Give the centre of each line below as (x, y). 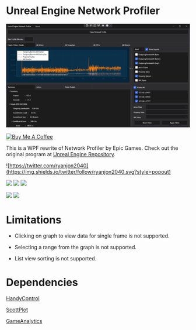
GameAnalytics (24, 321)
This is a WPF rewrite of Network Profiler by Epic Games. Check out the (92, 148)
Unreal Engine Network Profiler (83, 11)
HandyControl (23, 298)
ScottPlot (17, 310)
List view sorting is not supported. (55, 259)
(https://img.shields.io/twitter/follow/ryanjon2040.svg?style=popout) (88, 172)
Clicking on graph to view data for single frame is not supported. (92, 236)
